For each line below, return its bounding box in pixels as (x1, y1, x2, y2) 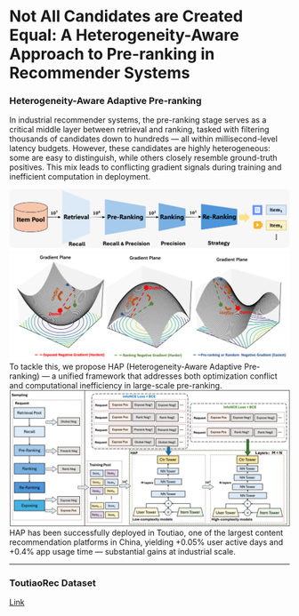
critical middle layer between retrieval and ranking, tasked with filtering (9, 124, 270, 135)
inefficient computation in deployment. (9, 172, 151, 182)
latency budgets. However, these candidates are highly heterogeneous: (9, 143, 271, 154)
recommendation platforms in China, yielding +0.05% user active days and (9, 536, 283, 548)
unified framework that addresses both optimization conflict (58, 371, 278, 381)
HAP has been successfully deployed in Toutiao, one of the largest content (9, 527, 284, 538)
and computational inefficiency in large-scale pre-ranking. (9, 380, 222, 390)
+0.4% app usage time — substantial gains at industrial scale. (9, 546, 236, 556)
